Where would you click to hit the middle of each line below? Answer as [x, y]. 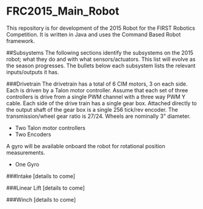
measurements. [26, 152]
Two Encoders [33, 134]
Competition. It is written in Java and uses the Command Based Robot [94, 34]
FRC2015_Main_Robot [63, 11]
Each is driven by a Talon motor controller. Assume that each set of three [97, 90]
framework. [21, 41]
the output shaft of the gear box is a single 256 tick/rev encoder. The [92, 109]
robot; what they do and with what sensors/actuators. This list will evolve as [101, 59]
